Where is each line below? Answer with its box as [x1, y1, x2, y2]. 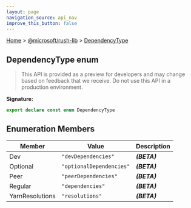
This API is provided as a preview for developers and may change [21, 71, 186, 78]
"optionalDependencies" [61, 162, 130, 170]
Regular [9, 182, 32, 190]
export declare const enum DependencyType [6, 107, 115, 113]
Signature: [6, 95, 33, 103]
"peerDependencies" [61, 173, 118, 179]
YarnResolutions [9, 192, 56, 200]
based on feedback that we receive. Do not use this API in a [21, 77, 171, 85]
